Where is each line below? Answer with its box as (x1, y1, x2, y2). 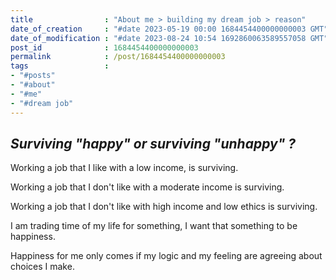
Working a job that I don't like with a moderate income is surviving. (10, 181, 285, 193)
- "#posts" (10, 71, 56, 81)
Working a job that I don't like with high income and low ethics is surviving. (10, 201, 318, 213)
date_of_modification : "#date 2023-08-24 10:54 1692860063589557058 (10, 33, 307, 43)
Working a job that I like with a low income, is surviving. (10, 162, 239, 174)
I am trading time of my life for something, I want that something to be (10, 220, 298, 232)
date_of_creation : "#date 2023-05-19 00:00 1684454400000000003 (10, 24, 307, 34)
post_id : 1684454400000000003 (10, 42, 199, 53)
